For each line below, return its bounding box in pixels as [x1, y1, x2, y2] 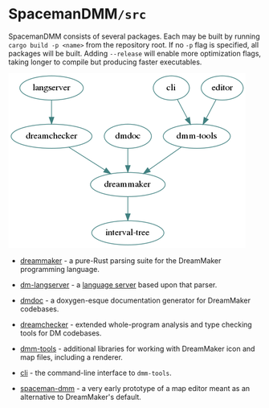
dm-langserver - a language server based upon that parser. [19, 279, 218, 290]
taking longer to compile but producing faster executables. [8, 57, 202, 67]
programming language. [19, 264, 100, 274]
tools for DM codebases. [19, 328, 102, 338]
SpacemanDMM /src [8, 5, 147, 23]
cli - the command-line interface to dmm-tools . [19, 368, 173, 377]
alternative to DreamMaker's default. [19, 392, 142, 402]
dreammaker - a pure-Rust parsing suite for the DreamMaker [19, 255, 222, 266]
